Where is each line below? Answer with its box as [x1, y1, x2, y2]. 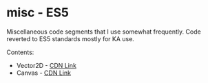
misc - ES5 [6, 5, 70, 21]
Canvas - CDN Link [16, 69, 72, 77]
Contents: [6, 48, 34, 56]
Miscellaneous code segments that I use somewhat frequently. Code [6, 27, 201, 36]
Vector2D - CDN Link [16, 61, 77, 69]
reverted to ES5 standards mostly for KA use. [6, 34, 135, 43]
